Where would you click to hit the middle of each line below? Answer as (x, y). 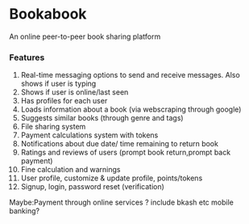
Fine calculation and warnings (71, 170)
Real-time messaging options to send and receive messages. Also (130, 75)
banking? (24, 211)
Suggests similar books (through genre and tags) (102, 118)
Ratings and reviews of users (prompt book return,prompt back (126, 152)
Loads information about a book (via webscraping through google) (131, 109)
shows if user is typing (58, 84)
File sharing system (53, 127)
